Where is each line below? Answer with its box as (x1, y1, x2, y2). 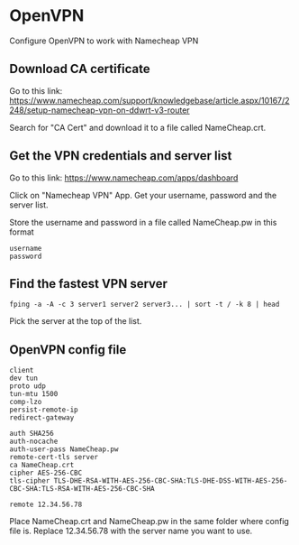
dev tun (9, 374, 39, 383)
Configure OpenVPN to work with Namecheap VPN (9, 35, 199, 46)
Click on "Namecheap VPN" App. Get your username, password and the (9, 189, 277, 200)
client (9, 366, 34, 375)
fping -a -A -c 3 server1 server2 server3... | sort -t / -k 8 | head (9, 300, 280, 309)
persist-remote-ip (9, 405, 78, 415)
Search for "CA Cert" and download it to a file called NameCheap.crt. (9, 122, 267, 133)
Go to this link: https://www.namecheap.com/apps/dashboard (9, 172, 239, 183)
